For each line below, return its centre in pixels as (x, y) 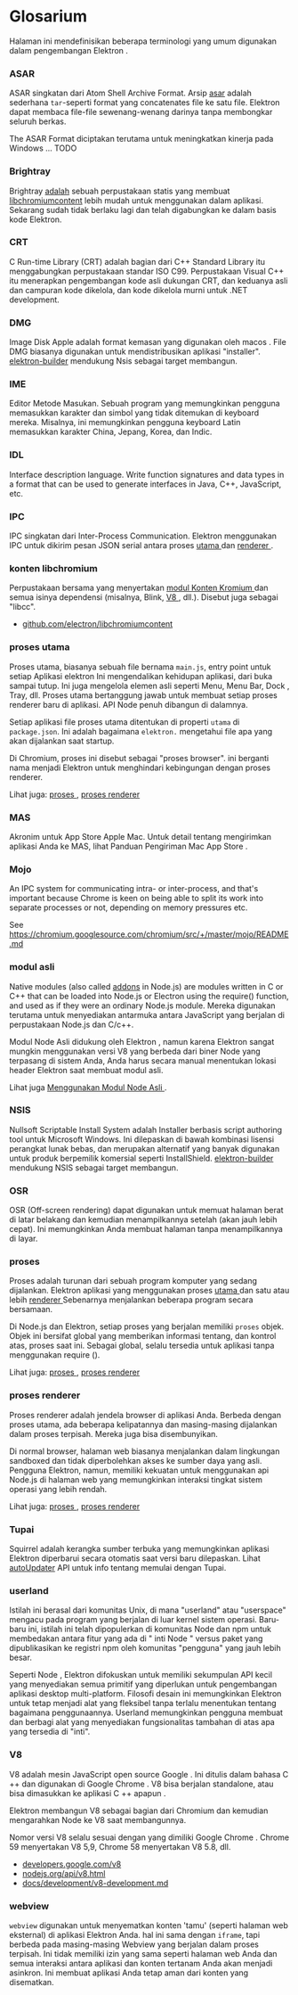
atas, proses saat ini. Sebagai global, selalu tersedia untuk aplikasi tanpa (142, 1346)
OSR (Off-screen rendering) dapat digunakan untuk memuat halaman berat (146, 1211)
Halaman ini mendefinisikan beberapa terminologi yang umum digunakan (143, 41)
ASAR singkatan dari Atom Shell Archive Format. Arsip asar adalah (130, 93)
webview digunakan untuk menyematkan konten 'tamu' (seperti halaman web (149, 1925)
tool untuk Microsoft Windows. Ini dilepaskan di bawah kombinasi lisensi (141, 1139)
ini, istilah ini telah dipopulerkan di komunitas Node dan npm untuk (150, 1630)
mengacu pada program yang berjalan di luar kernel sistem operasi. (133, 1620)
